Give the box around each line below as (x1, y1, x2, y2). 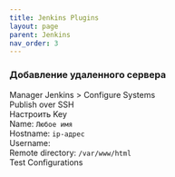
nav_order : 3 (9, 38, 59, 48)
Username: (9, 137, 52, 148)
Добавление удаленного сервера (9, 69, 166, 82)
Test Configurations (9, 156, 83, 168)
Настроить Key (9, 108, 68, 119)
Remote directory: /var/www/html (9, 147, 131, 158)
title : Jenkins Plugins (9, 13, 100, 23)
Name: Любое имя (9, 118, 73, 129)
